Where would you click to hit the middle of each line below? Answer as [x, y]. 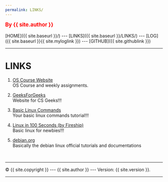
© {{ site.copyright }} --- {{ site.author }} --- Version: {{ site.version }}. [78, 169]
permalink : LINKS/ [24, 10]
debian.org [23, 140]
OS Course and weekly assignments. [50, 85]
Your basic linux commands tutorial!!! [50, 115]
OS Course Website [33, 80]
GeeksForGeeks [29, 95]
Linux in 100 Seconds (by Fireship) [48, 125]
